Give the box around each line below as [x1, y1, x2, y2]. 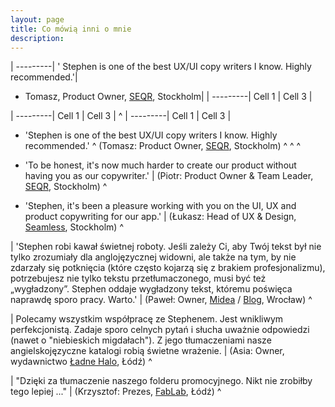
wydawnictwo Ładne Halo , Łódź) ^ [10, 356, 153, 368]
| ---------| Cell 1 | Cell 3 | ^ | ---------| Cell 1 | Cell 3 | [10, 110, 232, 122]
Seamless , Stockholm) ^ [24, 221, 124, 233]
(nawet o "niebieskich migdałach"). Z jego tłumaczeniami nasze [10, 334, 272, 346]
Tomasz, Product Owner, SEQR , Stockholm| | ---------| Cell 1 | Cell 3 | [24, 91, 313, 103]
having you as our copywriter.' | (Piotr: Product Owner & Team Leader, [24, 170, 314, 182]
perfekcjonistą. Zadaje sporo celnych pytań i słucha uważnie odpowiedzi [10, 324, 310, 336]
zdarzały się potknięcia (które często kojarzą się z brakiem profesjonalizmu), [10, 262, 326, 274]
